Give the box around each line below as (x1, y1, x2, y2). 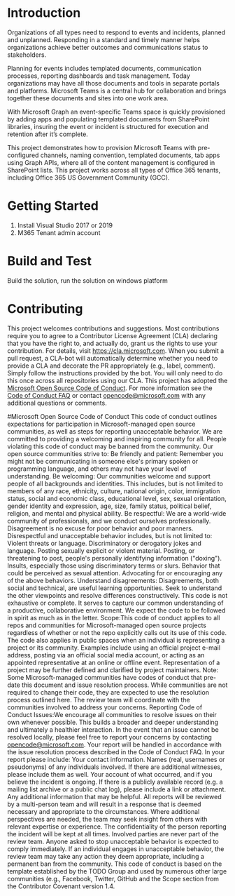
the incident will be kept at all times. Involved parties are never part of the (7, 829, 219, 838)
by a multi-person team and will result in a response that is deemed (7, 800, 201, 808)
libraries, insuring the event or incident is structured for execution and (7, 122, 208, 131)
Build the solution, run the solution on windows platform (7, 276, 168, 285)
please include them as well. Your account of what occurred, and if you (7, 770, 213, 778)
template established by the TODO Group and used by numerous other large (7, 867, 227, 875)
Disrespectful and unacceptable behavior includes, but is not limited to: (7, 531, 213, 540)
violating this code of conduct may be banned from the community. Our (7, 442, 214, 450)
